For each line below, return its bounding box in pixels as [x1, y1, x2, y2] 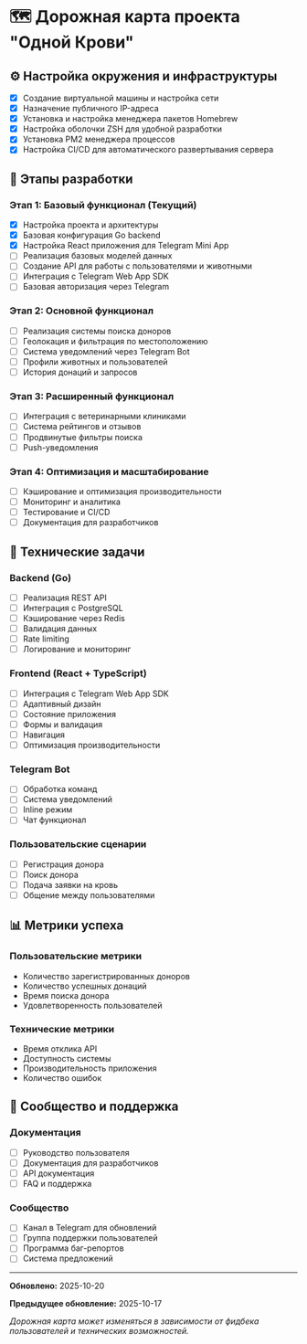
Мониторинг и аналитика [22, 496, 122, 507]
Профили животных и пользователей [22, 356, 168, 367]
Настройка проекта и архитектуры [22, 219, 159, 230]
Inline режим [22, 804, 73, 815]
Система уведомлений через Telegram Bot [22, 345, 190, 356]
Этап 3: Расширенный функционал [9, 390, 175, 403]
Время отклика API [22, 1043, 98, 1054]
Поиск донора [22, 869, 79, 880]
